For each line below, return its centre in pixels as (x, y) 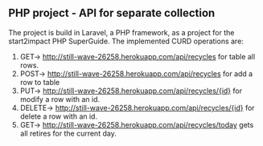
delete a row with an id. (59, 116)
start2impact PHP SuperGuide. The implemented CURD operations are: (126, 41)
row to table (40, 82)
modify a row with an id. (60, 99)
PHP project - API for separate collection (112, 13)
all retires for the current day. (68, 133)
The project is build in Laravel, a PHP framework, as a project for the (121, 32)
